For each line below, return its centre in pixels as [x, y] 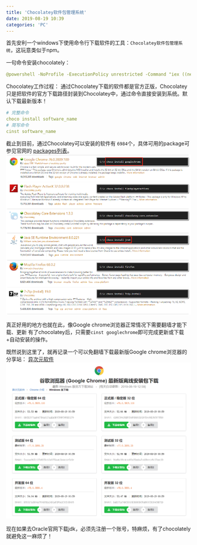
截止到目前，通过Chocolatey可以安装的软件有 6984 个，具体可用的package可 [98, 143]
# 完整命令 [18, 113]
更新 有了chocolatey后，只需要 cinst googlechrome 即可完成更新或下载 [100, 332]
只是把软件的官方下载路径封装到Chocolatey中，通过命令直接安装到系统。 [94, 94]
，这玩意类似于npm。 [36, 50]
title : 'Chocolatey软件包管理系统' [46, 12]
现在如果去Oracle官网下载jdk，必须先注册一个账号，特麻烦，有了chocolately [98, 529]
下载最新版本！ [29, 101]
